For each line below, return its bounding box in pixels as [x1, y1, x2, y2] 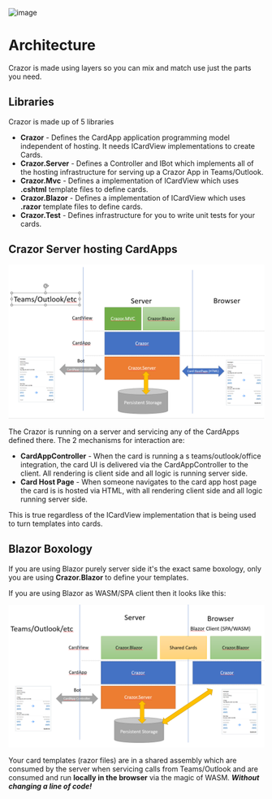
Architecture [8, 37, 96, 54]
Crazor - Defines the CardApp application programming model [19, 132, 230, 142]
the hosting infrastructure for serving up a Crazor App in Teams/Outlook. [19, 167, 264, 176]
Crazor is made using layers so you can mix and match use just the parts [8, 63, 252, 72]
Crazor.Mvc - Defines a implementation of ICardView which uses [19, 176, 240, 185]
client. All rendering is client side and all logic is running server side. [19, 468, 248, 478]
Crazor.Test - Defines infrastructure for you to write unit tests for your [19, 210, 256, 219]
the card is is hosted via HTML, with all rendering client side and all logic [19, 485, 263, 495]
